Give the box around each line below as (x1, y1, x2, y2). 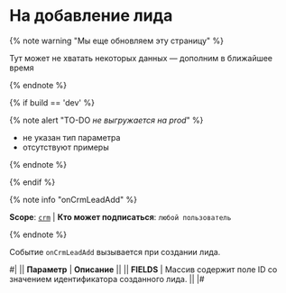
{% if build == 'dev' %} (9, 96, 95, 108)
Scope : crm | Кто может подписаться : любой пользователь (9, 211, 232, 222)
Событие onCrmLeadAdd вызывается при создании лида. (9, 246, 221, 257)
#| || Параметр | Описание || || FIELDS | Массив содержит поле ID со (9, 263, 278, 275)
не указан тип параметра (22, 132, 121, 142)
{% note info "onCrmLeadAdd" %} (9, 194, 138, 205)
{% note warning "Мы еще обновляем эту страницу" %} (9, 35, 224, 46)
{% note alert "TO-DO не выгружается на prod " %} (9, 114, 204, 125)
